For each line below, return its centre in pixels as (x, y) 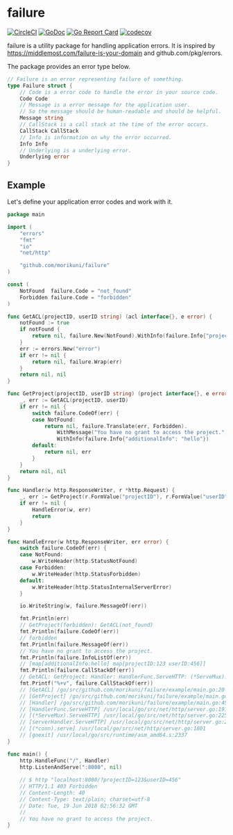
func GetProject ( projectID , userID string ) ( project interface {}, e (108, 394)
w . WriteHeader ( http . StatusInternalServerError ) (102, 587)
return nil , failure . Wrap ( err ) (77, 362)
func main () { (28, 754)
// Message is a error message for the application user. (105, 105)
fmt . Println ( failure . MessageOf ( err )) (74, 644)
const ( (18, 285)
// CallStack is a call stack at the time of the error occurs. (114, 125)
